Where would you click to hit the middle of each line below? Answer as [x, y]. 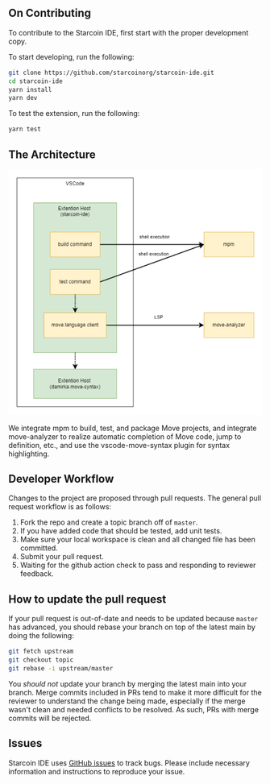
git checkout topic [41, 660]
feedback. [37, 574]
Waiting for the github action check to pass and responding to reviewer [138, 565]
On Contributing [50, 13]
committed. [39, 548]
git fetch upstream [41, 652]
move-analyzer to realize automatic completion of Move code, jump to [125, 436]
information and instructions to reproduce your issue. [97, 771]
